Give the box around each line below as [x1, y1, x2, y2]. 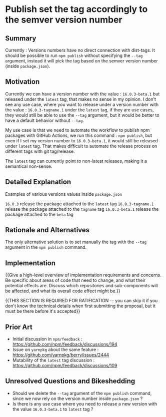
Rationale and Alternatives [5, 226, 90, 234]
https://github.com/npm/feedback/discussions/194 [12, 341, 117, 348]
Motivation [5, 77, 40, 86]
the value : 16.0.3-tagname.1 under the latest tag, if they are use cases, [5, 106, 154, 113]
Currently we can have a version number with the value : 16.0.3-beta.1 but [5, 91, 160, 97]
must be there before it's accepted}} [5, 308, 80, 314]
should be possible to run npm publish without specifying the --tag [5, 52, 143, 58]
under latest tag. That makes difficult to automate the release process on [5, 143, 157, 149]
